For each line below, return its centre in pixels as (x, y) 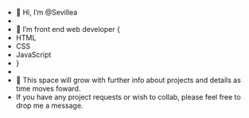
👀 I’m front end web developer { (68, 29)
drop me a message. (49, 105)
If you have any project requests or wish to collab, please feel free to (128, 97)
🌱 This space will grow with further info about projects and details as (128, 80)
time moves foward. (48, 88)
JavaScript (33, 55)
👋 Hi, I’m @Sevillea (47, 12)
